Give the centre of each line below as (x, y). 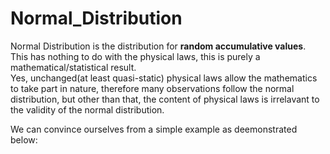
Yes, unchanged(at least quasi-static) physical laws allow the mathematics (164, 78)
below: (24, 139)
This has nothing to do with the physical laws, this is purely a (135, 56)
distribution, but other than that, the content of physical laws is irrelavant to (165, 99)
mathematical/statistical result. (73, 67)
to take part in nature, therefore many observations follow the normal (152, 88)
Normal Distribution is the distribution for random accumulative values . (158, 46)
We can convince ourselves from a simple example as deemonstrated (154, 129)
